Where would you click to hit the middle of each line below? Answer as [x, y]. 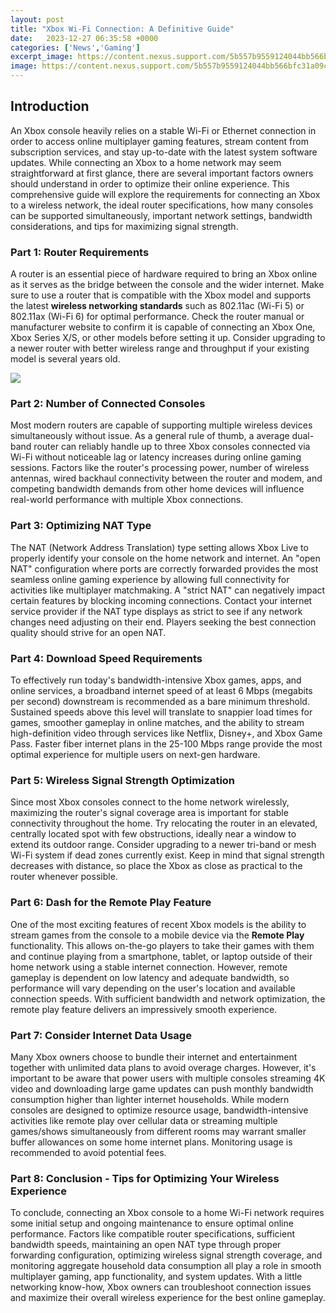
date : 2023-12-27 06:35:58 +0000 [84, 38]
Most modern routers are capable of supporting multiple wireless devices [161, 425]
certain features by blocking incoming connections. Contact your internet [161, 600]
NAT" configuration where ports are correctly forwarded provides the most [164, 568]
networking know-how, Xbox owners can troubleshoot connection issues [161, 1287]
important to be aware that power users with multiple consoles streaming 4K [168, 1078]
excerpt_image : [42, 57]
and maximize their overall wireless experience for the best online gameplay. [168, 1298]
